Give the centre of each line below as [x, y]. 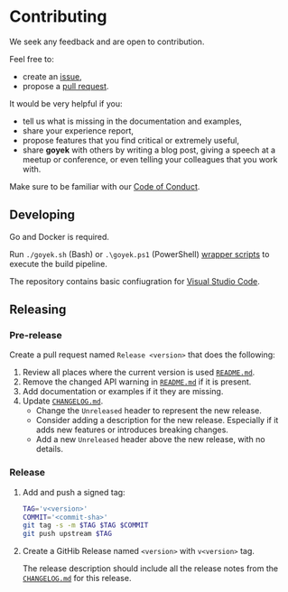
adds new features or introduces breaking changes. [132, 430]
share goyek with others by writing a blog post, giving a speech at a [149, 150]
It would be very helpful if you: [66, 103]
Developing [42, 215]
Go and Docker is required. [60, 236]
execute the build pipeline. [59, 264]
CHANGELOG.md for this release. [77, 578]
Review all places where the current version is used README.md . [139, 373]
